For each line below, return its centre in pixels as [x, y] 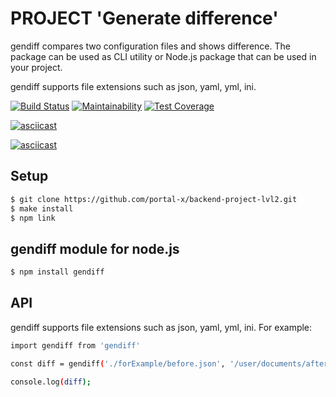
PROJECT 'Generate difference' [144, 18]
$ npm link [33, 218]
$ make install [42, 208]
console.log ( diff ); [51, 382]
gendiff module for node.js [95, 248]
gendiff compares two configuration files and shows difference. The [150, 46]
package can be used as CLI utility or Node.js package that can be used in [163, 56]
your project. [36, 67]
